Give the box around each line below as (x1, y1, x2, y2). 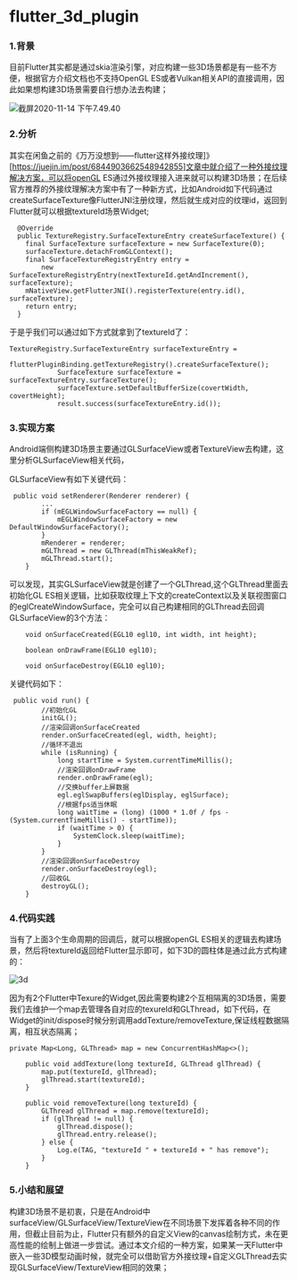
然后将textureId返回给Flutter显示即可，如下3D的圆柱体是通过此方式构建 (24, 946, 287, 956)
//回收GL (41, 874, 71, 883)
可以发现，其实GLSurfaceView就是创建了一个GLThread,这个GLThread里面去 (9, 579, 289, 590)
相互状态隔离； (24, 1026, 80, 1037)
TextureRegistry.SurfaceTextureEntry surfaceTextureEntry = (9, 344, 238, 353)
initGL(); (41, 714, 78, 723)
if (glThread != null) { (41, 1115, 134, 1124)
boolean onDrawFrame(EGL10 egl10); (25, 646, 158, 655)
